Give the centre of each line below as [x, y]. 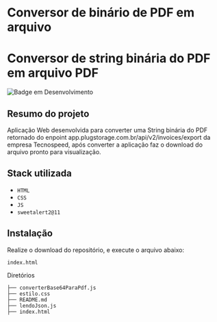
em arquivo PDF [53, 73]
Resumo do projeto [48, 113]
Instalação [30, 233]
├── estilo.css [29, 294]
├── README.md [27, 299]
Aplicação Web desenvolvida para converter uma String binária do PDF [107, 130]
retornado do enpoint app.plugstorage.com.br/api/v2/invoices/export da [109, 137]
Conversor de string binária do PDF [109, 59]
